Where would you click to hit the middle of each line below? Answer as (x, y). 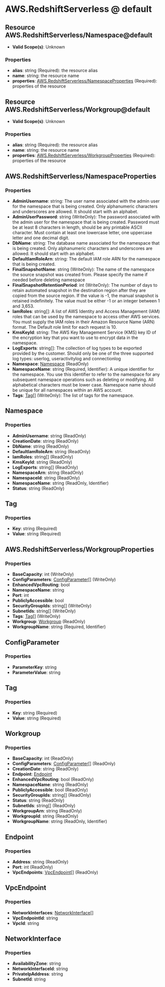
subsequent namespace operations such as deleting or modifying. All (83, 380)
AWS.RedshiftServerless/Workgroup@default (78, 109)
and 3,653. (23, 306)
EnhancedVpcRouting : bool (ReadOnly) (53, 779)
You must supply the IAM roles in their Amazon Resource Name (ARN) (83, 322)
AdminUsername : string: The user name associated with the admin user (86, 201)
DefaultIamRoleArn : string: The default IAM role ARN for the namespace (86, 259)
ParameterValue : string (36, 672)
